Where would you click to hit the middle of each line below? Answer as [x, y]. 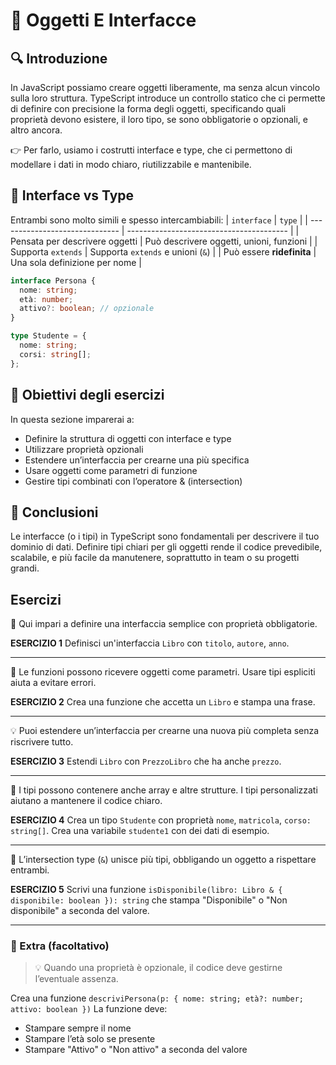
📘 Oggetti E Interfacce [103, 20]
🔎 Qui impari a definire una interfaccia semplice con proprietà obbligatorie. [164, 624]
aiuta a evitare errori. [53, 683]
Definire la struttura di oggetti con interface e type [128, 438]
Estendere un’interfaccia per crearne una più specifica [137, 460]
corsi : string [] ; [55, 354]
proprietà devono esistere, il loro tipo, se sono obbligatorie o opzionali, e [159, 119]
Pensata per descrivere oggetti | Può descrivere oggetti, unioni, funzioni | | [164, 241]
